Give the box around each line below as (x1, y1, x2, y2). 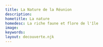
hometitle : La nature (5, 16, 50, 21)
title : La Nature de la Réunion (5, 7, 72, 12)
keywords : (5, 30, 26, 35)
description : (5, 12, 32, 17)
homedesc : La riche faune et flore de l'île (5, 21, 99, 26)
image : (5, 25, 19, 30)
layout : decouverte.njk (5, 35, 54, 40)
